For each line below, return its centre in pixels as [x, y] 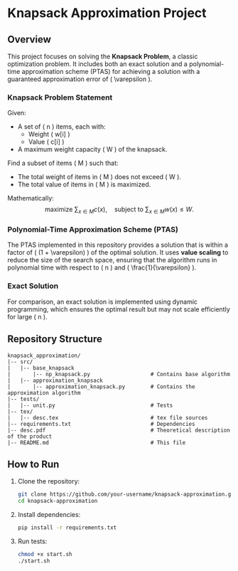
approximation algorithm [44, 393]
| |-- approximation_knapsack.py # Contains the [101, 386]
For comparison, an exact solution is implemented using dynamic [102, 301]
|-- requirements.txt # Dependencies [101, 424]
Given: [17, 113]
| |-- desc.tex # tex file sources [108, 417]
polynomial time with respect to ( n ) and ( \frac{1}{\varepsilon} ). [102, 267]
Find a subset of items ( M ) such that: [63, 163]
